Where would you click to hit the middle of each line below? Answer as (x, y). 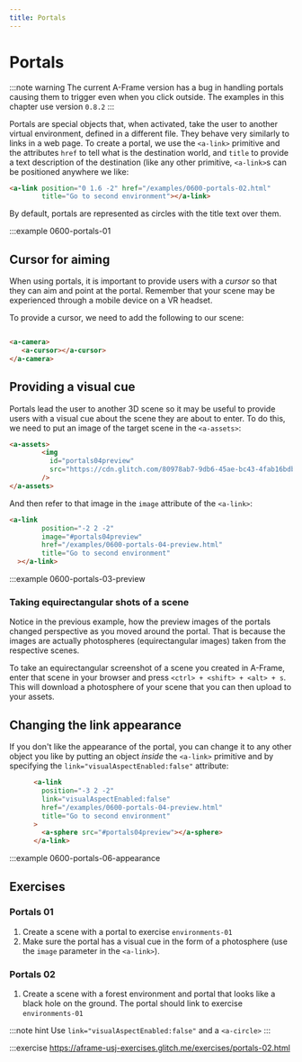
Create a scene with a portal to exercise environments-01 (127, 931)
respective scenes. (44, 650)
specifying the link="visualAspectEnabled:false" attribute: (119, 766)
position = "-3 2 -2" (78, 791)
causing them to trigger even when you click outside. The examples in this (147, 96)
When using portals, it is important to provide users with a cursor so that (143, 281)
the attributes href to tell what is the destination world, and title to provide (149, 152)
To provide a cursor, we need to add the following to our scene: (127, 318)
